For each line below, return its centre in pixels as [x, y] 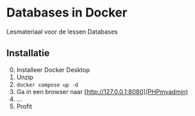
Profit [24, 106]
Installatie [28, 53]
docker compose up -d [47, 85]
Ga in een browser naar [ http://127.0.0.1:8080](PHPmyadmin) [102, 91]
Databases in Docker [67, 13]
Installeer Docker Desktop [53, 69]
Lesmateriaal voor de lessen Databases [62, 32]
